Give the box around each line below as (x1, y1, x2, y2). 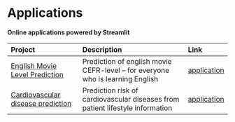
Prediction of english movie (82, 56, 173, 66)
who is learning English (82, 74, 159, 83)
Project (10, 44, 36, 54)
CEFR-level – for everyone (82, 65, 170, 75)
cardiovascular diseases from (82, 94, 180, 104)
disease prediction (10, 98, 72, 108)
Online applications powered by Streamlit (7, 28, 130, 36)
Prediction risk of (82, 86, 138, 95)
